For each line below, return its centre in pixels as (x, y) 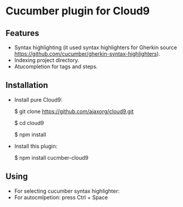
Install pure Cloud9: (38, 99)
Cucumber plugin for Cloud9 (78, 11)
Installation (27, 85)
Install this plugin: (36, 146)
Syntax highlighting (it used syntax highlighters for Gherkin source (95, 47)
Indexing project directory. (46, 60)
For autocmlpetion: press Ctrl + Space (61, 197)
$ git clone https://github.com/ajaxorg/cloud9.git (74, 111)
